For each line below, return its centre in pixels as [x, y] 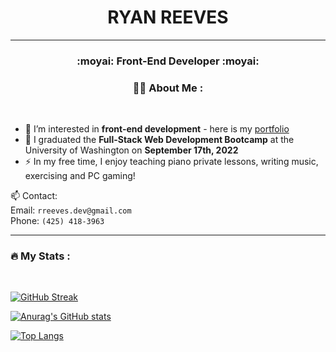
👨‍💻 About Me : [168, 88]
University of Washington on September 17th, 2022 [131, 150]
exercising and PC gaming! [80, 176]
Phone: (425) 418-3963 [57, 221]
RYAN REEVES [168, 17]
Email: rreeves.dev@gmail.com [71, 210]
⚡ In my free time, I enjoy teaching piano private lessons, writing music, [171, 162]
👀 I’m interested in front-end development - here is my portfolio [157, 129]
